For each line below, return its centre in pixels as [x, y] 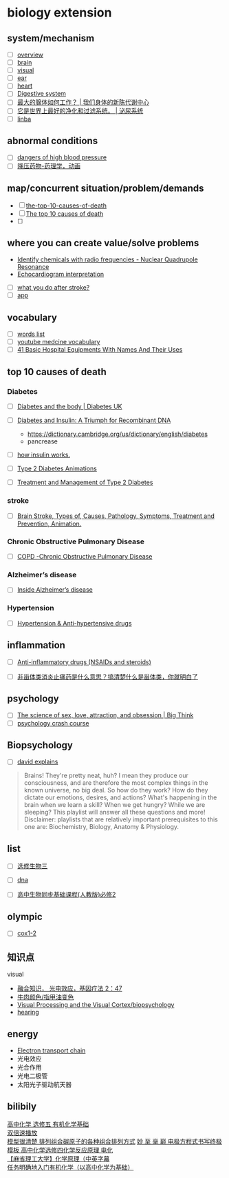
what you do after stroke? [53, 288]
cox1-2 [26, 933]
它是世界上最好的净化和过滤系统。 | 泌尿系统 [80, 111]
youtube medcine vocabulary [58, 342]
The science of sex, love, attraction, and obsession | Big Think [105, 715]
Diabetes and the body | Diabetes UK [69, 406]
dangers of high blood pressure [62, 157]
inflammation [36, 645]
